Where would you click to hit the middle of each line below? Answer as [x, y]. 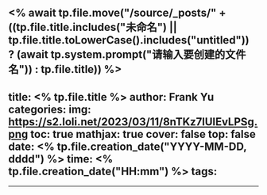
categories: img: [50, 109]
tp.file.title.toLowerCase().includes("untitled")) [129, 40]
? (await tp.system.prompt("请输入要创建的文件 [127, 55]
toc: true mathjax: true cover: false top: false [143, 134]
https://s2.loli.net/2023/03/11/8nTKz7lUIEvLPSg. [133, 122]
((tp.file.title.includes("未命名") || [93, 27]
